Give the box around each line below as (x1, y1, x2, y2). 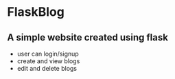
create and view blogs (16, 57, 80, 65)
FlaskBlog (7, 4, 65, 20)
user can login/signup (16, 49, 79, 58)
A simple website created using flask (7, 32, 168, 43)
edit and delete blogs (16, 65, 78, 72)
